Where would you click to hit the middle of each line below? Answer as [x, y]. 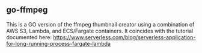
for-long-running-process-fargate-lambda [59, 43]
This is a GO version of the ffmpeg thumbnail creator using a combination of [100, 24]
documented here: [29, 37]
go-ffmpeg [27, 10]
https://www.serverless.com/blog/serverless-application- [124, 37]
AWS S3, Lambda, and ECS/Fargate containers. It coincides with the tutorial [100, 31]
